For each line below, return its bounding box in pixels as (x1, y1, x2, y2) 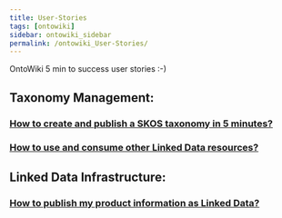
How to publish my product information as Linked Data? (9, 196, 260, 209)
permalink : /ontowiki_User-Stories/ (9, 38, 148, 48)
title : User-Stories (9, 13, 88, 23)
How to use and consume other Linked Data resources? (9, 142, 259, 154)
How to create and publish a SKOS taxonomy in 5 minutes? (9, 117, 273, 130)
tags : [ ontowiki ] (9, 22, 76, 31)
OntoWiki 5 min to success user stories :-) (9, 64, 166, 74)
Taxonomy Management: (9, 90, 155, 105)
